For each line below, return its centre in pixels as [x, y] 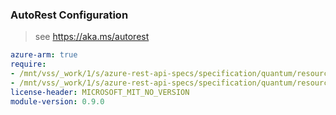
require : [28, 64]
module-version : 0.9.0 [57, 101]
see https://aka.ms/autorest [92, 37]
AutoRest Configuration [69, 15]
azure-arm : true [44, 55]
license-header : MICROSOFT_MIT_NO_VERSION [100, 92]
